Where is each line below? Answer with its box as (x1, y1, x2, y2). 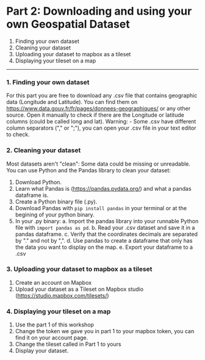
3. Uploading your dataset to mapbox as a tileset (6, 265, 153, 273)
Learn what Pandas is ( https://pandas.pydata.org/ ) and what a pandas (15, 185, 192, 192)
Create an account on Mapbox (15, 279, 92, 286)
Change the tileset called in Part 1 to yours (15, 340, 121, 348)
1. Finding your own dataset (6, 78, 90, 86)
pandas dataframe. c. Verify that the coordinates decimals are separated (15, 230, 198, 238)
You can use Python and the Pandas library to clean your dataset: (6, 166, 171, 174)
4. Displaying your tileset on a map (6, 307, 111, 315)
